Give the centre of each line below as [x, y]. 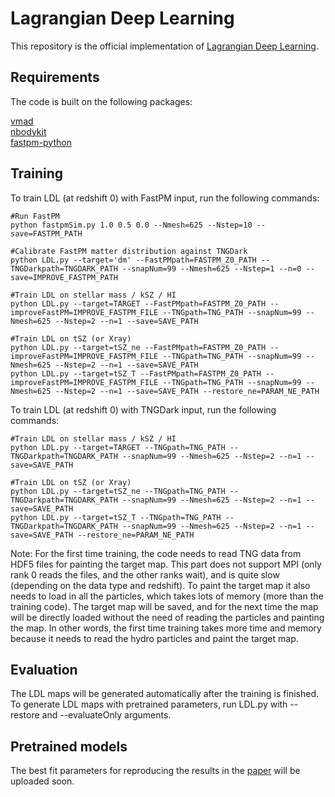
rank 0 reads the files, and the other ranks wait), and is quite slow [145, 574]
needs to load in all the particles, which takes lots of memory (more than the [167, 596]
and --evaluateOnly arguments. [106, 715]
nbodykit [28, 131]
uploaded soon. [42, 781]
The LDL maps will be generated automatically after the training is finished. [164, 694]
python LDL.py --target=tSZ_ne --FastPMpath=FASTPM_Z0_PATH [138, 347]
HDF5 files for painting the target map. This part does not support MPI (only [166, 564]
